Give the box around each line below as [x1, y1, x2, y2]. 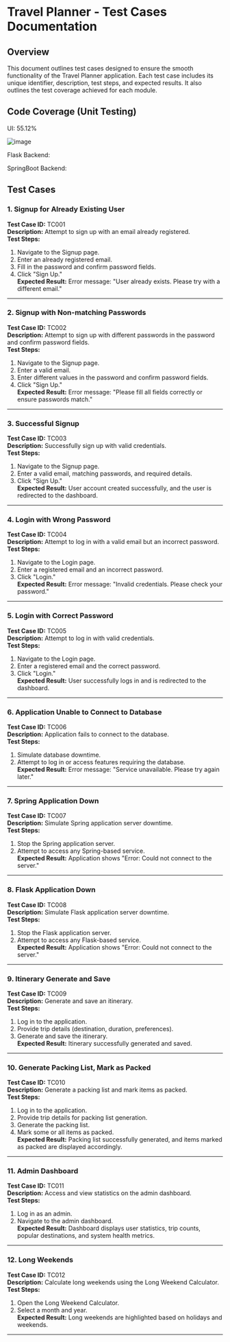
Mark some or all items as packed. [16, 1128, 114, 1136]
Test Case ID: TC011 [7, 1181, 64, 1190]
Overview [7, 46, 50, 58]
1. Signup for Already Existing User [7, 204, 125, 214]
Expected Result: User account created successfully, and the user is [16, 484, 212, 493]
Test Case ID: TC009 [7, 989, 67, 998]
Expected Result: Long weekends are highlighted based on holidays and [16, 1313, 222, 1321]
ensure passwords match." [16, 395, 93, 403]
